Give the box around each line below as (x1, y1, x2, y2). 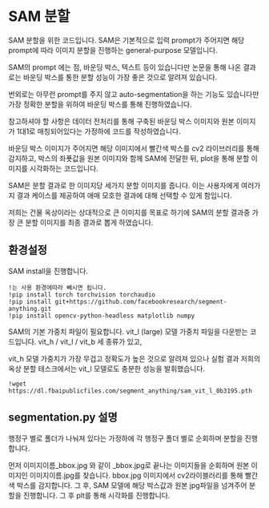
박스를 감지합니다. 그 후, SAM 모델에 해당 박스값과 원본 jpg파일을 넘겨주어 (16, 480, 247, 490)
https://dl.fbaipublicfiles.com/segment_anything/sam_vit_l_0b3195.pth (8, 386, 252, 395)
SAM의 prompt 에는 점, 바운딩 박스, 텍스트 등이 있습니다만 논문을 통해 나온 (8, 62, 242, 72)
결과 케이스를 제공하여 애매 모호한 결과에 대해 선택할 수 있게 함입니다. (16, 190, 232, 200)
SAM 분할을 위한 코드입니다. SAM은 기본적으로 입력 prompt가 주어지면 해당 (8, 35, 245, 45)
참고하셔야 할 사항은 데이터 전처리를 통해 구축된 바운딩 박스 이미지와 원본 (8, 116, 235, 126)
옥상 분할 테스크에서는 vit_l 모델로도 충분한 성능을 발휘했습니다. (8, 364, 206, 373)
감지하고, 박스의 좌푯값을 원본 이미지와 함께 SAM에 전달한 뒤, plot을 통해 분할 (8, 153, 250, 163)
